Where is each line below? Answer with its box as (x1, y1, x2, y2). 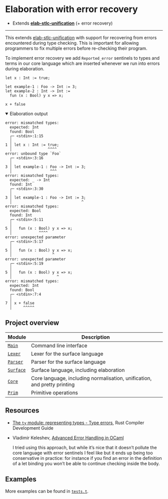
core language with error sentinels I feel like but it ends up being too (12, 450, 153, 456)
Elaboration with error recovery (5, 4, 138, 15)
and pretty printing (30, 381, 75, 388)
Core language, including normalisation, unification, (30, 374, 152, 381)
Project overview (5, 319, 59, 327)
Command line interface (30, 342, 87, 349)
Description (81, 333, 110, 340)
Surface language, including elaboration (30, 366, 125, 373)
